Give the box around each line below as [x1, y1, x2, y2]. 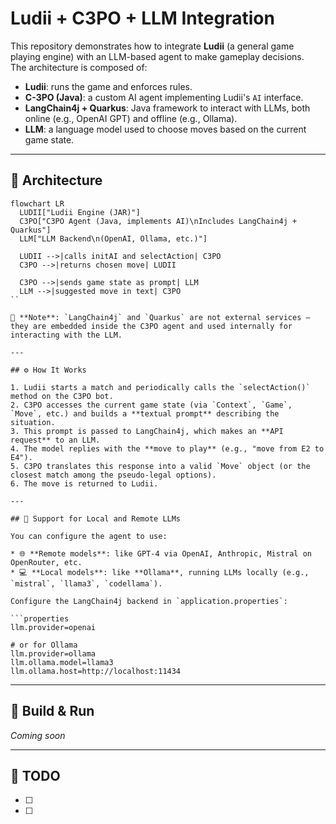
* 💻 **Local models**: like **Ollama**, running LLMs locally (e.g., [10, 567, 310, 577]
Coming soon [10, 729, 66, 741]
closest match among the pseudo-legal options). [10, 470, 217, 480]
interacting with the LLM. [10, 330, 123, 340]
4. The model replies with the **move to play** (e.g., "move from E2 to [10, 443, 325, 454]
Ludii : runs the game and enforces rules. [24, 80, 193, 92]
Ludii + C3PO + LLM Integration [10, 7, 275, 30]
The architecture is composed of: [10, 61, 148, 73]
